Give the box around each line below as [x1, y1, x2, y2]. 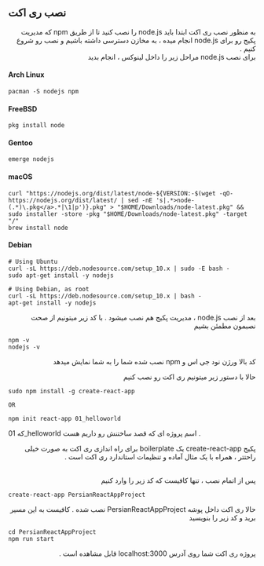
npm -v [8, 336, 30, 344]
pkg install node [8, 122, 65, 130]
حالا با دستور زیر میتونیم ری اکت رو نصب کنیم [123, 372, 256, 382]
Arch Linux [8, 70, 45, 79]
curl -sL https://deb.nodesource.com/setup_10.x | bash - [8, 292, 202, 300]
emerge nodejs [8, 155, 55, 163]
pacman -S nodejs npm [8, 88, 79, 96]
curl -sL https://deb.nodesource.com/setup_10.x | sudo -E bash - [8, 265, 230, 272]
